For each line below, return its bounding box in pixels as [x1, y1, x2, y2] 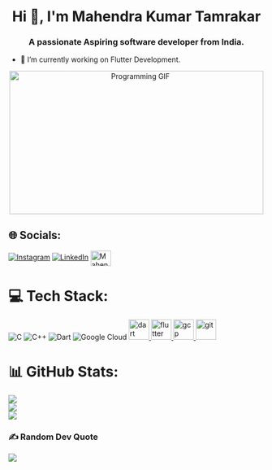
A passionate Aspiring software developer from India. [28, 37, 245, 48]
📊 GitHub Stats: [8, 362, 119, 381]
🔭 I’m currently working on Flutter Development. [19, 54, 181, 64]
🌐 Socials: [8, 228, 62, 242]
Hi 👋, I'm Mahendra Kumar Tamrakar [11, 7, 261, 26]
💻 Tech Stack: [8, 286, 109, 305]
